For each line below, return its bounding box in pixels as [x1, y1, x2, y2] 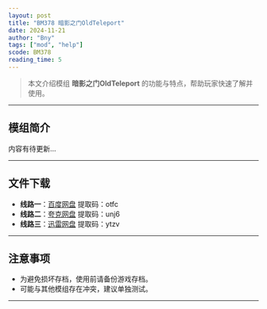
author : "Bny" [8, 33, 56, 42]
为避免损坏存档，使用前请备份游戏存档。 [19, 274, 153, 284]
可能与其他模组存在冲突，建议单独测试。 [19, 284, 153, 294]
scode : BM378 [8, 48, 52, 56]
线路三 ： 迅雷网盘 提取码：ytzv [19, 219, 120, 228]
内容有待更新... [8, 143, 57, 153]
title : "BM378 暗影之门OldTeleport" [8, 19, 125, 27]
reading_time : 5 [8, 56, 62, 64]
